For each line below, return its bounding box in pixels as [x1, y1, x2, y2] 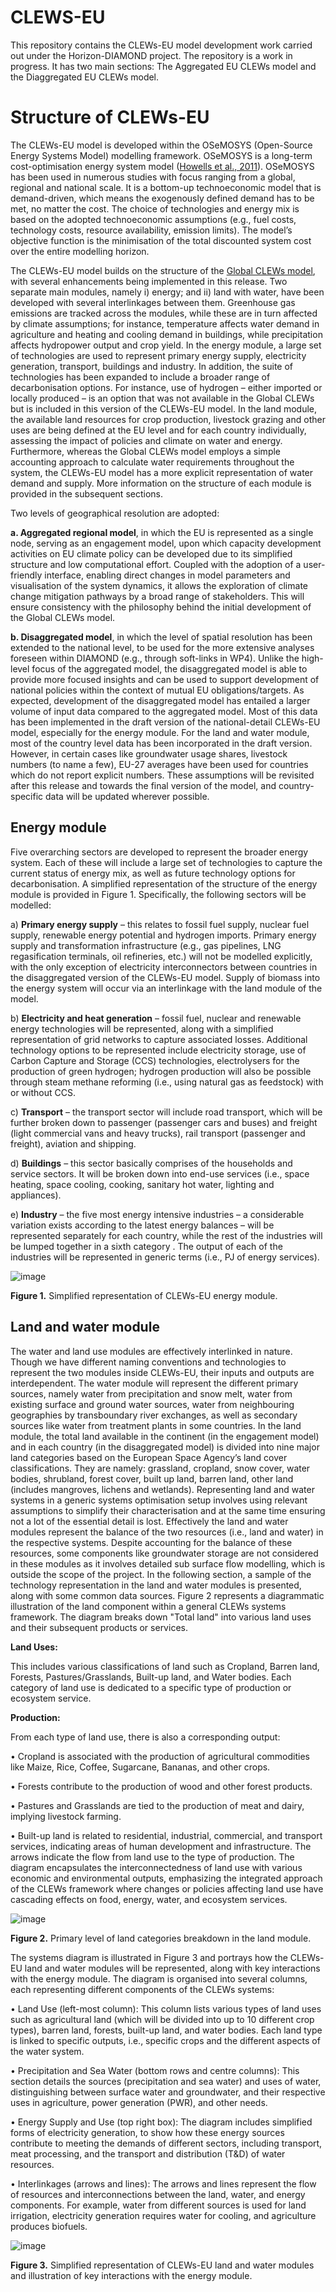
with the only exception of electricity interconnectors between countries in [10, 961, 318, 973]
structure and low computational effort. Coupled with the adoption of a [10, 558, 302, 570]
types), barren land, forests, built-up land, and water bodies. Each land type [10, 2024, 323, 2036]
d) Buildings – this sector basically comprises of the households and [10, 1157, 293, 1169]
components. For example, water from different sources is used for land [10, 2199, 307, 2211]
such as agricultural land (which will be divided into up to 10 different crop [10, 2013, 315, 2025]
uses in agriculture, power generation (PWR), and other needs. [10, 2096, 268, 2108]
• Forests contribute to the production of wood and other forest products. [10, 1780, 313, 1792]
